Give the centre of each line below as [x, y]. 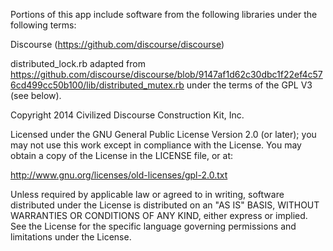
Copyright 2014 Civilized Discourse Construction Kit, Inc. [127, 115]
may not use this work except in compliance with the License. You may [156, 145]
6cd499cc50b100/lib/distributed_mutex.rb [97, 85]
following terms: [43, 25]
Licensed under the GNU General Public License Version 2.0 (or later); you [163, 134]
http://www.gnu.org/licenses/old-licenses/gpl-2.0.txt [119, 175]
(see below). [36, 95]
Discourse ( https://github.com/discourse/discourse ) [117, 44]
